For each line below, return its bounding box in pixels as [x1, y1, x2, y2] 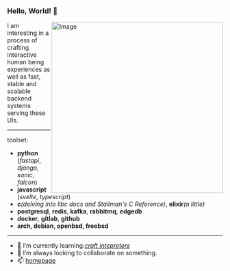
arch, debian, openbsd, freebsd [16, 222, 109, 230]
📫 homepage [16, 257, 56, 265]
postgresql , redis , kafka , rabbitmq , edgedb [16, 207, 142, 216]
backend [7, 94, 32, 103]
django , [16, 164, 39, 172]
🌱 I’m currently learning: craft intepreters [16, 242, 130, 250]
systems [7, 102, 31, 110]
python [16, 149, 39, 157]
